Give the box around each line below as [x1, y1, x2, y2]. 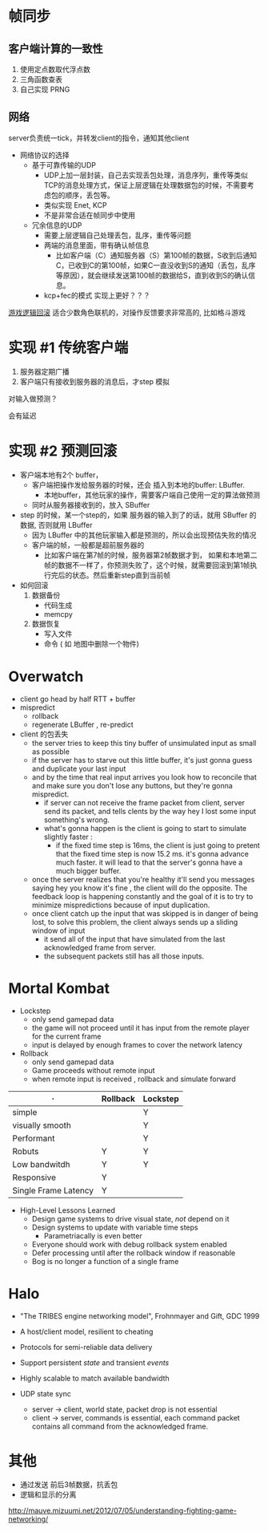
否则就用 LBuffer [38, 520, 93, 529]
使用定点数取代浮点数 [19, 65, 90, 74]
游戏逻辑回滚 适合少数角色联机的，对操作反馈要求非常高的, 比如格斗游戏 [8, 307, 246, 317]
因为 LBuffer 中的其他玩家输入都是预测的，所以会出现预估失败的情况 [31, 530, 257, 540]
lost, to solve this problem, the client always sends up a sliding [31, 917, 238, 926]
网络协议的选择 [19, 150, 70, 160]
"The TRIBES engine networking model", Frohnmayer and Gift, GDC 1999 [19, 1311, 260, 1320]
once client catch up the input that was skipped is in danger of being [31, 908, 258, 918]
